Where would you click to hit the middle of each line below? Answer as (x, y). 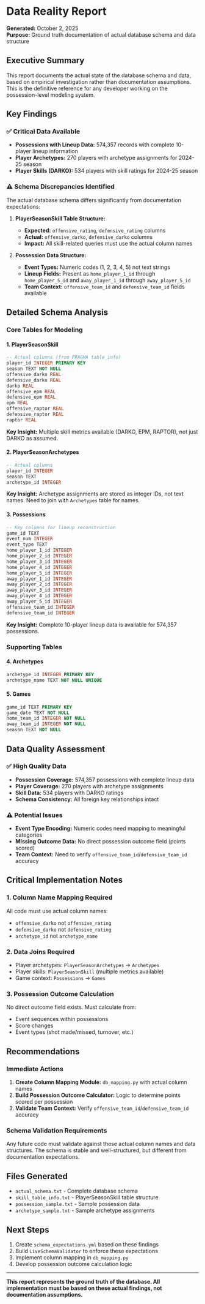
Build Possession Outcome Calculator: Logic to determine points (98, 1095)
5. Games (19, 694)
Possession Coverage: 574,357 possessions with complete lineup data (105, 780)
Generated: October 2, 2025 (42, 28)
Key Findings (32, 114)
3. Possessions (26, 514)
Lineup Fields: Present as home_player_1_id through (90, 273)
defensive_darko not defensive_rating (63, 929)
